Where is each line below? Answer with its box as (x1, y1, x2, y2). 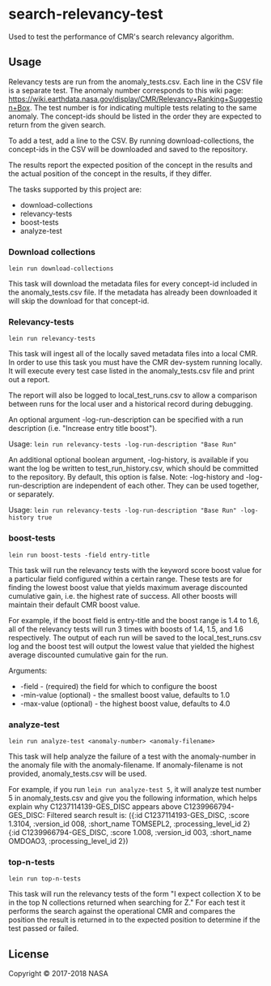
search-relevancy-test (8, 5, 163, 24)
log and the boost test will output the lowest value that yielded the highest (8, 641, 255, 651)
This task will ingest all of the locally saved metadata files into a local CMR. (8, 349, 258, 359)
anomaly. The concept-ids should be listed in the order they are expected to (8, 111, 262, 121)
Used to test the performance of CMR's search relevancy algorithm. (8, 32, 235, 41)
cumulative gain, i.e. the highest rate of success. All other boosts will (8, 591, 237, 601)
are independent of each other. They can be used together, (61, 480, 260, 491)
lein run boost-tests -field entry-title (8, 551, 150, 559)
